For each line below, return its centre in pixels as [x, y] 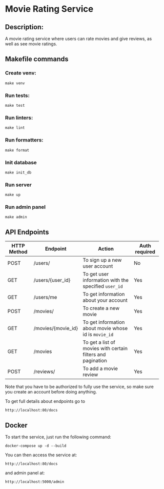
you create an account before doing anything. [51, 392]
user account [98, 266]
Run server [18, 185]
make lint [15, 128]
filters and [94, 354]
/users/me [45, 297]
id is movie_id [98, 334]
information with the [106, 280]
